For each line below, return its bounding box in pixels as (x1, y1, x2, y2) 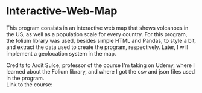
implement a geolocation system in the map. (6, 50, 116, 57)
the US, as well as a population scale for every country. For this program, (6, 30, 188, 37)
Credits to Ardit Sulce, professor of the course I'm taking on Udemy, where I (6, 62, 195, 69)
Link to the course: (6, 80, 53, 88)
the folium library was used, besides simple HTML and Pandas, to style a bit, (6, 37, 197, 44)
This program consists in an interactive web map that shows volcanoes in (6, 24, 189, 31)
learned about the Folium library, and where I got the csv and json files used (6, 68, 195, 75)
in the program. (6, 74, 45, 82)
